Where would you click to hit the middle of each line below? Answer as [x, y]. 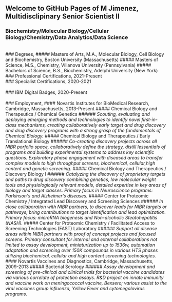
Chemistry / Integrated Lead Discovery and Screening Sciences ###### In [84, 201]
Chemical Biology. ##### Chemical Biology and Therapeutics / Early [78, 136]
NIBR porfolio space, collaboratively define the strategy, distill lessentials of [85, 147]
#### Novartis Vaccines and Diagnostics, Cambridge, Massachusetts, [80, 261]
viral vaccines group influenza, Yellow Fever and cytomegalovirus [75, 288]
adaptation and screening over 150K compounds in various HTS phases [82, 250]
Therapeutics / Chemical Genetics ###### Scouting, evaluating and [78, 114]
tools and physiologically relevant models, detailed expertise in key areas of [86, 185]
